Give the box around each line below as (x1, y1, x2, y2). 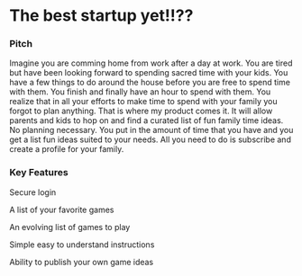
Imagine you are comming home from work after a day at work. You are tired (9, 58, 293, 68)
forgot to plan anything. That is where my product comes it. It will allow (9, 105, 273, 117)
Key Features (9, 166, 69, 179)
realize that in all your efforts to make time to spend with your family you (9, 96, 278, 107)
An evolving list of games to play (9, 221, 131, 232)
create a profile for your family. (9, 144, 124, 155)
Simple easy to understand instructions (9, 239, 155, 250)
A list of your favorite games (9, 204, 114, 215)
